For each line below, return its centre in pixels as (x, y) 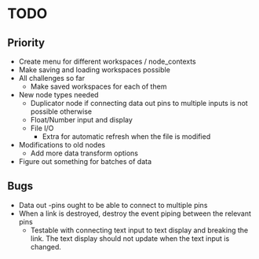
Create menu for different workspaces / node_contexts (108, 61)
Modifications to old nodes (62, 145)
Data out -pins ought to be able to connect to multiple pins (113, 205)
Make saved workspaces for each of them (98, 86)
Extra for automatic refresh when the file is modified (126, 137)
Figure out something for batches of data (85, 161)
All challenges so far (52, 78)
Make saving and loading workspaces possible (94, 70)
